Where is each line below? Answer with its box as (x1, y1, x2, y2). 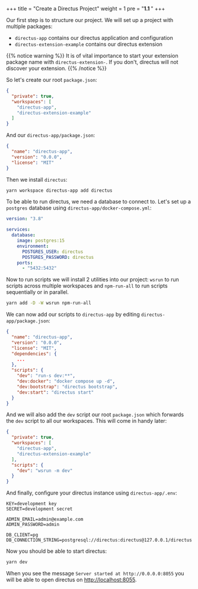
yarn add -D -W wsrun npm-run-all (6, 300, 92, 306)
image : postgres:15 (17, 237, 65, 243)
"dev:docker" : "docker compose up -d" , (17, 378, 116, 384)
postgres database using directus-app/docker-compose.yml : (6, 204, 152, 211)
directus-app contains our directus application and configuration (14, 34, 173, 41)
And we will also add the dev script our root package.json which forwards (6, 411, 184, 418)
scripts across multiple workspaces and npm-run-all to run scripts (6, 282, 168, 290)
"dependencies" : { (11, 350, 58, 357)
